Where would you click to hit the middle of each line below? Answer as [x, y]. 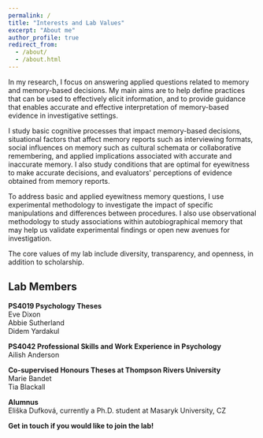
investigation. [30, 238]
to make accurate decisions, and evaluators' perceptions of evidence [120, 172]
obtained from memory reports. [59, 181]
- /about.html [38, 60]
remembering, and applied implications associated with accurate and [120, 155]
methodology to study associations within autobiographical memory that [126, 221]
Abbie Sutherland [37, 322]
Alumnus [24, 402]
